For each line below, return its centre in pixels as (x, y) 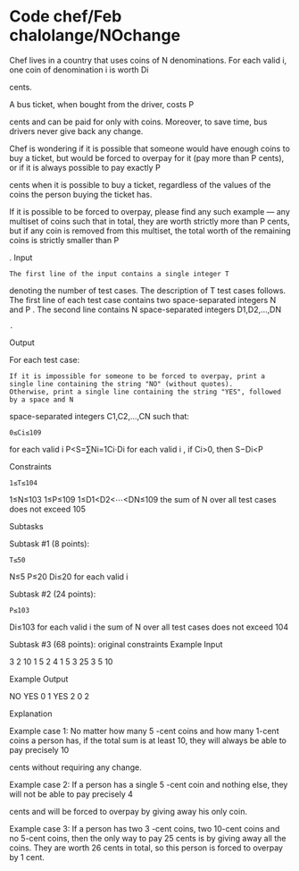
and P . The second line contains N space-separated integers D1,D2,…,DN (145, 309)
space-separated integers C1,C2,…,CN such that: (100, 416)
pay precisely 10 (39, 749)
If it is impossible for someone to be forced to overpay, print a (137, 376)
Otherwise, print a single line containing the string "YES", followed (145, 392)
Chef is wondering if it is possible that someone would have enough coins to (149, 148)
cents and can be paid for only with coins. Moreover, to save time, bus (138, 122)
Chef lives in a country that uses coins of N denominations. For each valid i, (148, 60)
